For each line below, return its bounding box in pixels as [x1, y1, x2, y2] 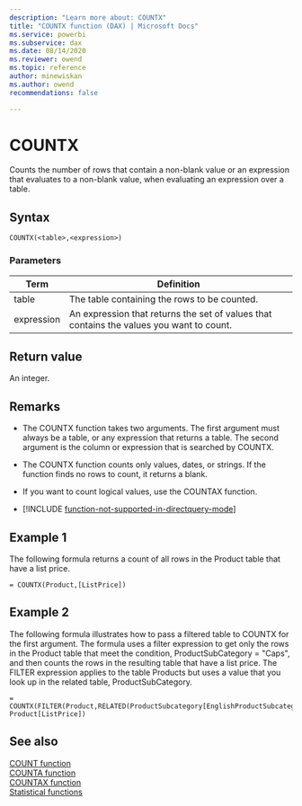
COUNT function [9, 757, 72, 768]
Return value [9, 349, 83, 364]
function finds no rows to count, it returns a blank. [22, 469, 209, 480]
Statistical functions [9, 786, 83, 797]
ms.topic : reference [9, 64, 87, 73]
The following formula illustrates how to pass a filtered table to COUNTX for [9, 628, 289, 639]
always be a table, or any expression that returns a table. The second [22, 432, 279, 443]
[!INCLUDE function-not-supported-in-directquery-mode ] [22, 504, 236, 515]
